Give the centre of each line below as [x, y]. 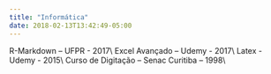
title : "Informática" [49, 17]
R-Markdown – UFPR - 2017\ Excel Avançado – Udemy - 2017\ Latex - [136, 50]
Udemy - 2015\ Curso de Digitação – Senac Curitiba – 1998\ [117, 60]
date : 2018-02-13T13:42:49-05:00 [71, 26]
